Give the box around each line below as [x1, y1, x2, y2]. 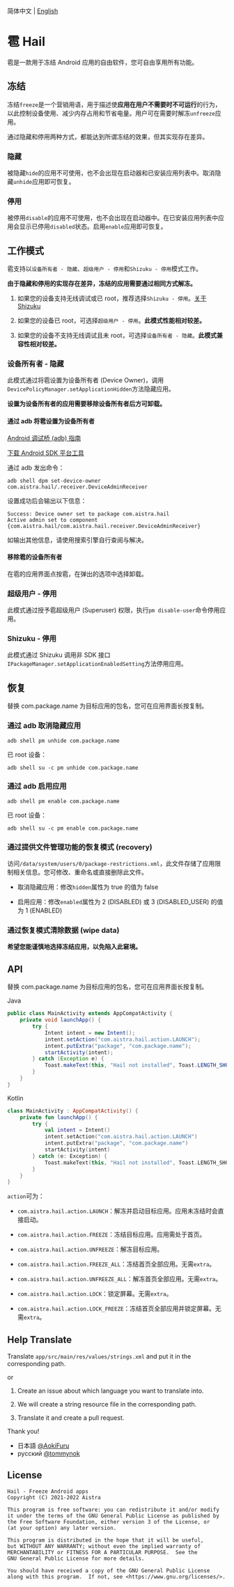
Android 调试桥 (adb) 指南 [7, 433, 81, 442]
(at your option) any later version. [7, 1524, 117, 1531]
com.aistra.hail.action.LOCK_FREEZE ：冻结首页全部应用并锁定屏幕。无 [17, 1304, 221, 1313]
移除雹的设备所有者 [7, 553, 63, 562]
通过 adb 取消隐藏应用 [7, 721, 81, 731]
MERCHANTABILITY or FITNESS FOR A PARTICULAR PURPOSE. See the [7, 1549, 198, 1556]
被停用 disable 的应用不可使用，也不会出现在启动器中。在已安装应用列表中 [7, 214, 219, 222]
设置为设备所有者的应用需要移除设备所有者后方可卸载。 [7, 400, 166, 408]
